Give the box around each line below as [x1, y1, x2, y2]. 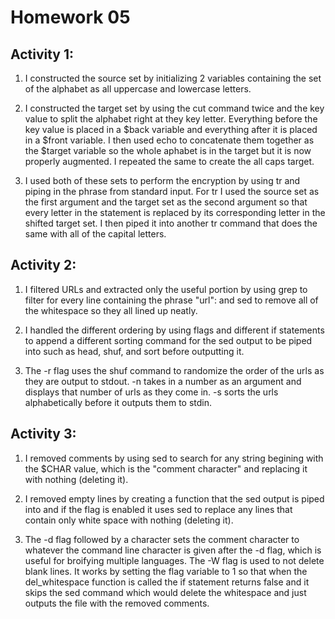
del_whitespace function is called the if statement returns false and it [24, 576, 310, 588]
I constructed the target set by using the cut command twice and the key [24, 102, 325, 114]
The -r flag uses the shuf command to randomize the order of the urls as [24, 364, 325, 376]
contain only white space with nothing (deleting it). [24, 514, 234, 526]
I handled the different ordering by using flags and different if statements [24, 324, 325, 336]
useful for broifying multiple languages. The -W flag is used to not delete [24, 554, 325, 566]
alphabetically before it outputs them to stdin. [24, 396, 213, 408]
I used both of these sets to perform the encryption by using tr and [24, 175, 301, 186]
